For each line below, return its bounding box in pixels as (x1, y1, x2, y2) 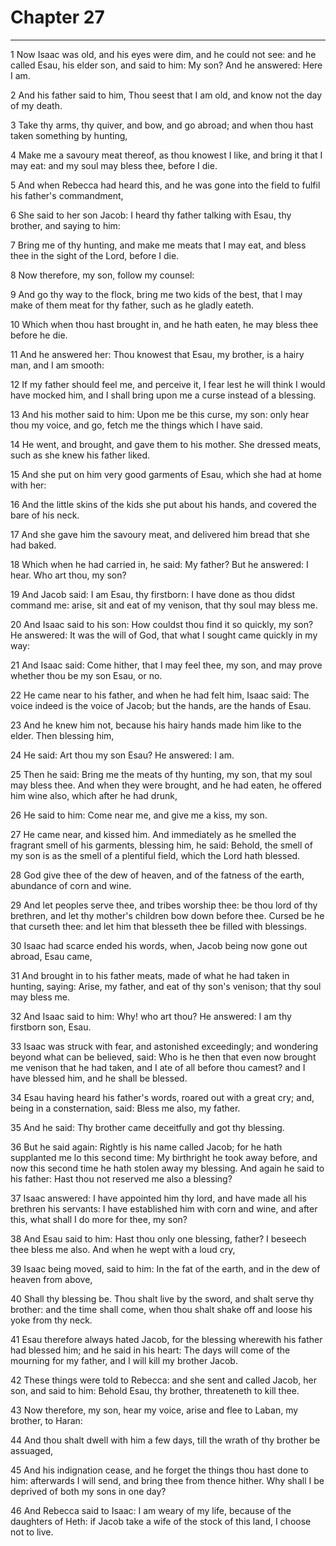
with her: (10, 479, 47, 491)
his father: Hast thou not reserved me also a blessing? (10, 1172, 233, 1185)
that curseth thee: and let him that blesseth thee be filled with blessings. (10, 920, 308, 932)
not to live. (10, 1526, 54, 1538)
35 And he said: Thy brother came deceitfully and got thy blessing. (10, 1121, 285, 1133)
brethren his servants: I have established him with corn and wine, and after (10, 1202, 318, 1215)
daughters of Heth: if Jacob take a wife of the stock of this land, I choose (10, 1515, 312, 1527)
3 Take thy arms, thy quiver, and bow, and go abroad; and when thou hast (10, 119, 314, 131)
